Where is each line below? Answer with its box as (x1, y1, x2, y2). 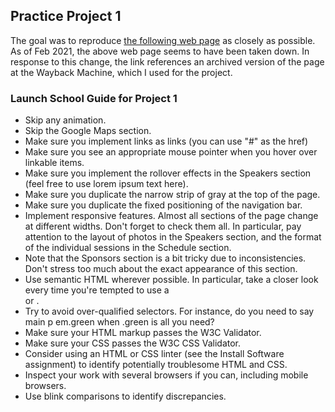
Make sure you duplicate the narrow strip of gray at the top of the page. (24, 189, 321, 201)
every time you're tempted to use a (24, 284, 170, 296)
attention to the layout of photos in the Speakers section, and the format (24, 231, 322, 243)
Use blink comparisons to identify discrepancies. (24, 390, 227, 403)
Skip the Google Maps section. (24, 125, 152, 137)
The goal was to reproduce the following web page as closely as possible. (10, 34, 316, 46)
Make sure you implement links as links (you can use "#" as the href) (24, 135, 309, 148)
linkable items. (24, 157, 85, 169)
